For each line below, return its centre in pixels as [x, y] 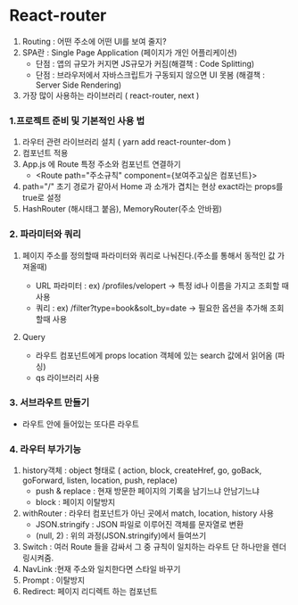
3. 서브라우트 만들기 [50, 402]
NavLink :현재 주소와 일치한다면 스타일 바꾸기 [101, 569]
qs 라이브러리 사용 [67, 377]
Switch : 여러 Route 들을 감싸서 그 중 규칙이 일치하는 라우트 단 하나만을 [146, 547]
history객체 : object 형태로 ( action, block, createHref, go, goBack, [142, 470]
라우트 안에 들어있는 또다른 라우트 [81, 424]
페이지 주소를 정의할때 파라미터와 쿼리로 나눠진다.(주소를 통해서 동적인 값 [149, 255]
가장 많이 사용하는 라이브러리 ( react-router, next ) [111, 95]
